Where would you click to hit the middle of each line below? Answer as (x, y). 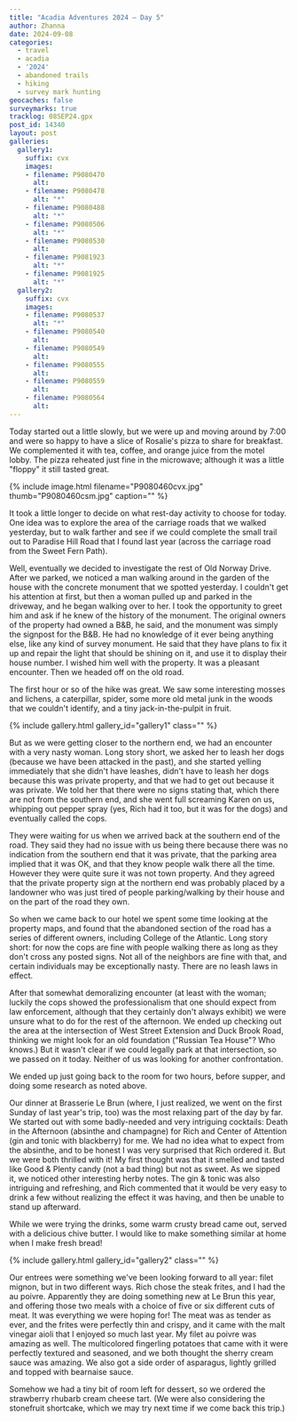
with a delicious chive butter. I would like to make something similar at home (148, 1233)
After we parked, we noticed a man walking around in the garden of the (139, 577)
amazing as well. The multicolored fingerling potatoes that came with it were (148, 1343)
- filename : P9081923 (65, 257)
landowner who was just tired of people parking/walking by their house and (147, 892)
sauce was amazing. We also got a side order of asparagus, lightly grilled (143, 1362)
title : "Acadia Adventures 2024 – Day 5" (87, 17)
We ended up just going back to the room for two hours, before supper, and (147, 1076)
